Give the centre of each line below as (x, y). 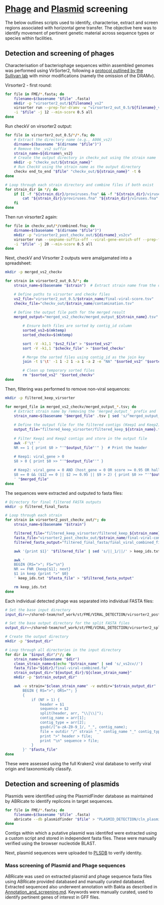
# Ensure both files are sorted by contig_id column (77, 326)
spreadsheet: (18, 263)
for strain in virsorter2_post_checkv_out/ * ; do (55, 520)
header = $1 (52, 704)
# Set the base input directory (38, 610)
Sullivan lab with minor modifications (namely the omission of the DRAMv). (80, 76)
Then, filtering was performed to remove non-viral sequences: (68, 389)
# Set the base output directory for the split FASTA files (68, 623)
